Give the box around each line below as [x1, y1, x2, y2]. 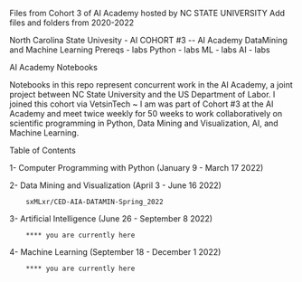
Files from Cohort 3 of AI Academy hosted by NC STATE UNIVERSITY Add [9, 8, 286, 18]
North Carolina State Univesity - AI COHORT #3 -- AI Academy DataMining [9, 35, 288, 45]
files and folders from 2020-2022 [9, 17, 134, 28]
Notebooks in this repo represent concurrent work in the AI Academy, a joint [9, 80, 294, 89]
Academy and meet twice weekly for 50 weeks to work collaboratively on [9, 108, 283, 118]
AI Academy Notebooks [9, 62, 98, 72]
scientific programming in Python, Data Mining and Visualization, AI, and [9, 117, 278, 128]
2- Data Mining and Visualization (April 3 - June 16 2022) [9, 180, 222, 191]
